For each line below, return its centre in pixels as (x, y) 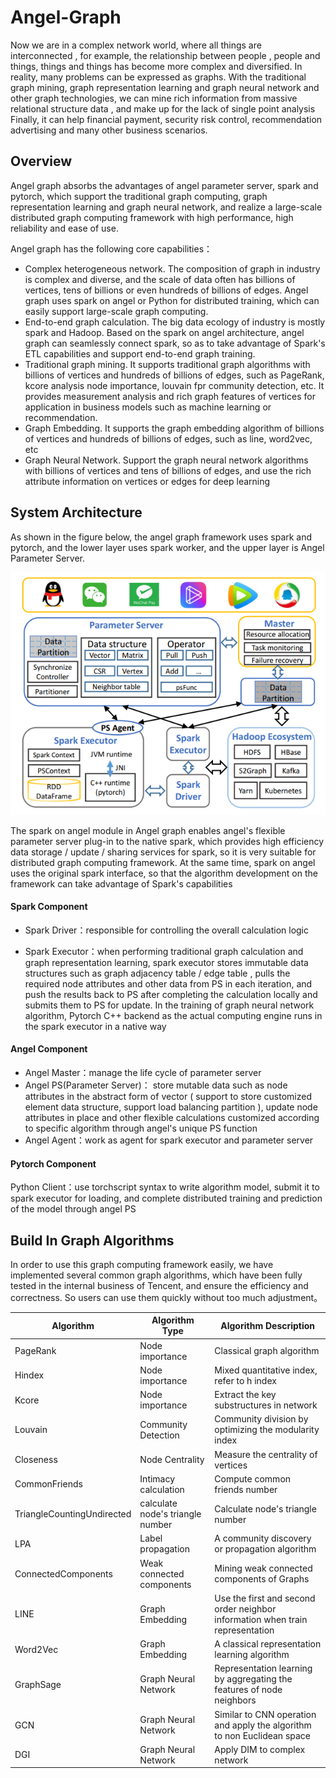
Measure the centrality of (266, 1454)
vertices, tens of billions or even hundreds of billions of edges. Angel (166, 290)
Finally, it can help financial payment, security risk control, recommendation (166, 119)
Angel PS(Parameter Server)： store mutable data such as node (156, 1085)
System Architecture (76, 512)
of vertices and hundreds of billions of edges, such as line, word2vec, (168, 438)
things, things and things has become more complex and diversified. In (156, 66)
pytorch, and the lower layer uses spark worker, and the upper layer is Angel (167, 547)
